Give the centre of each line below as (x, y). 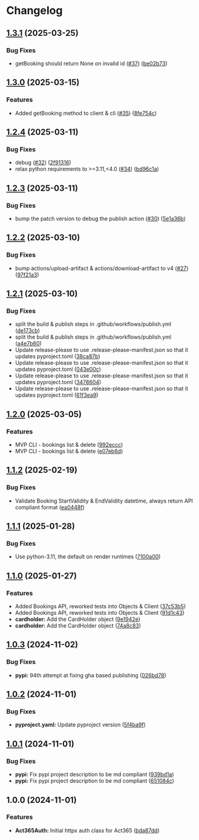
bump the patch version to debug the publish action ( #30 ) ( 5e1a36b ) (100, 218)
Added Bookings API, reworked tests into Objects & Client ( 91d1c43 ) (100, 613)
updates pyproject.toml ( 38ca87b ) (58, 356)
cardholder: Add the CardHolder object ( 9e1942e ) (78, 619)
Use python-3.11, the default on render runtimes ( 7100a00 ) (88, 557)
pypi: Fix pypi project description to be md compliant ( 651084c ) (94, 781)
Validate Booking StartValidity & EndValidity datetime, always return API (104, 501)
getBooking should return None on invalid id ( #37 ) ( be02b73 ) (91, 63)
